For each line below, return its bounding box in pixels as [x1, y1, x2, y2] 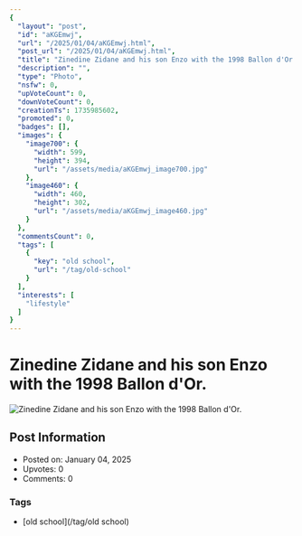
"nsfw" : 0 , [17, 80, 59, 89]
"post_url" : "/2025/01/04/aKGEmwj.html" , [17, 47, 176, 56]
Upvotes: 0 [22, 463, 64, 475]
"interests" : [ [17, 290, 75, 299]
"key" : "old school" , [33, 257, 116, 267]
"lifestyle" [25, 299, 71, 308]
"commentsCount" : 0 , [17, 231, 95, 240]
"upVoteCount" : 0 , [17, 89, 88, 98]
